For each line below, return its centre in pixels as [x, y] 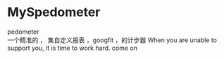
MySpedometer [54, 12]
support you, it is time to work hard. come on [73, 48]
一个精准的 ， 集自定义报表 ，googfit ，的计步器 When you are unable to [112, 40]
